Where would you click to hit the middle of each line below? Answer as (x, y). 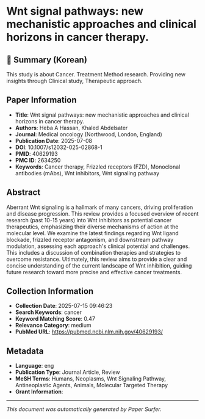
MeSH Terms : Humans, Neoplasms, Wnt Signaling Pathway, (91, 379)
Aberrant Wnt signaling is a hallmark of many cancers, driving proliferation (100, 207)
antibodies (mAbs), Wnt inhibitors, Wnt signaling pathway (87, 173)
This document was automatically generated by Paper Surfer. (84, 409)
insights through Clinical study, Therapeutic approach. (74, 81)
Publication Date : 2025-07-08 (54, 140)
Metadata (25, 351)
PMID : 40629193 (36, 153)
